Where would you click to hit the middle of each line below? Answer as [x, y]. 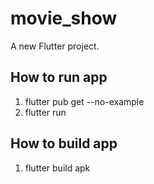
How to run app [59, 77]
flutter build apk [57, 168]
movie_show [64, 18]
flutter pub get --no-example [84, 101]
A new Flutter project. [55, 46]
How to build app [64, 143]
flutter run [45, 112]
